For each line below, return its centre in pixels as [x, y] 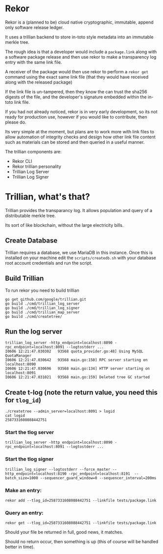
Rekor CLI [22, 161]
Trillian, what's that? [48, 197]
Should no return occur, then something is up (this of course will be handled [82, 542]
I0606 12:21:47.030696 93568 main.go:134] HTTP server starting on [78, 369]
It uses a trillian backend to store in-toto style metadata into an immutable [79, 37]
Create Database [31, 241]
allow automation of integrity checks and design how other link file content [80, 137]
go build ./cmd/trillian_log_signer [42, 308]
